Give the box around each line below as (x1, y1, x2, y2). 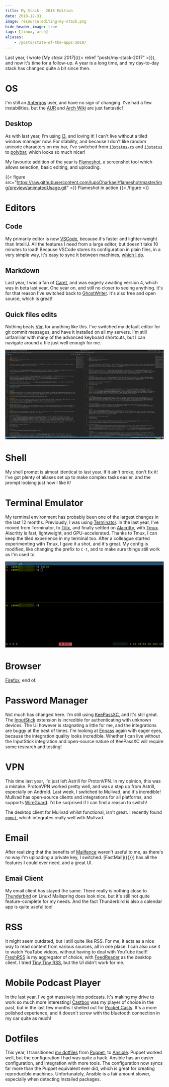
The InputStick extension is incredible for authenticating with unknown (5, 716, 151, 723)
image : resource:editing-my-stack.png (5, 19, 87, 24)
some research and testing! (5, 744, 62, 750)
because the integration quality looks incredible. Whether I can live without (5, 733, 160, 739)
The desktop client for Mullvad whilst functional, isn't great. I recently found (5, 809, 162, 815)
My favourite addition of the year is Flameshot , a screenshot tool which (5, 159, 152, 165)
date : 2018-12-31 (5, 13, 42, 19)
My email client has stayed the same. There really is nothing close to (5, 887, 147, 893)
